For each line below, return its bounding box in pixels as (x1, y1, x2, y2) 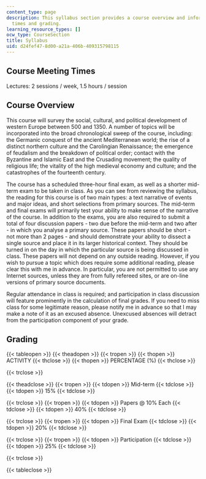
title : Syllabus (6, 37, 48, 44)
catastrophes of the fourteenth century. (6, 168, 106, 176)
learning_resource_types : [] (6, 26, 81, 33)
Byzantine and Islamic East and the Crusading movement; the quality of (6, 155, 187, 163)
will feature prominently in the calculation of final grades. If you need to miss (6, 297, 200, 304)
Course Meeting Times (6, 66, 96, 77)
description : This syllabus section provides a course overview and (6, 15, 185, 21)
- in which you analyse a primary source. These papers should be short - (6, 226, 191, 233)
